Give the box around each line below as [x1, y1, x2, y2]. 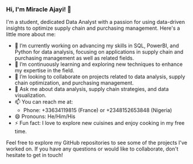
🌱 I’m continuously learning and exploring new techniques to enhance [14, 61, 183, 68]
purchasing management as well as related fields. [14, 55, 135, 62]
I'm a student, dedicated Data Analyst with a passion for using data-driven [6, 19, 185, 26]
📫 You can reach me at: [14, 99, 73, 106]
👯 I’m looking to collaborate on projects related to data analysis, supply [14, 73, 185, 81]
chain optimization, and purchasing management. [14, 79, 134, 86]
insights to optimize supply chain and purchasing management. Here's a [6, 25, 180, 32]
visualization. [14, 92, 47, 99]
